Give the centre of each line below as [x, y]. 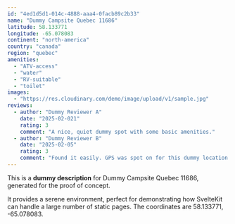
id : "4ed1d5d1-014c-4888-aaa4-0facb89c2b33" [74, 14]
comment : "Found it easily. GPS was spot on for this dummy [110, 158]
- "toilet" [30, 86]
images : [19, 92]
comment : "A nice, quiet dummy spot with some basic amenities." [118, 132]
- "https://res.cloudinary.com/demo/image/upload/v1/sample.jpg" [112, 99]
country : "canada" [34, 46]
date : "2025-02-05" [49, 145]
